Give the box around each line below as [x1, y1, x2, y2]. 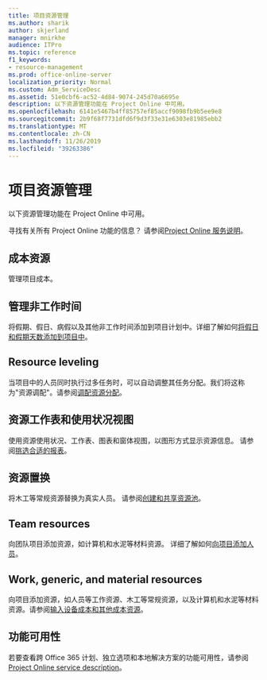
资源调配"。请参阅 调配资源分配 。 [18, 387, 127, 397]
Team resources [8, 517, 91, 531]
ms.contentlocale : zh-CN [8, 129, 91, 137]
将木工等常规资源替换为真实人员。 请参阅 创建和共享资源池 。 [8, 493, 205, 503]
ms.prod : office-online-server [8, 71, 112, 79]
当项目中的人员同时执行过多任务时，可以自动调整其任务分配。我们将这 [8, 377, 238, 387]
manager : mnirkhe [8, 33, 66, 42]
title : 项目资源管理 [8, 11, 69, 20]
